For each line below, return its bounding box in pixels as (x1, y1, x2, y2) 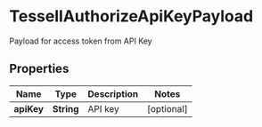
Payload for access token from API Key (9, 36, 153, 46)
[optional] (146, 102, 189, 115)
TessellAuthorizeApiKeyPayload (9, 6, 254, 27)
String (52, 102, 79, 115)
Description (87, 87, 139, 99)
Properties (9, 61, 70, 76)
